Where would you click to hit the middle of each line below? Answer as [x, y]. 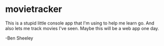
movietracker [34, 9]
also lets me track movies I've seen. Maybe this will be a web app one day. [82, 28]
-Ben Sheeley [19, 38]
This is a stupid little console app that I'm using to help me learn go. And [80, 23]
